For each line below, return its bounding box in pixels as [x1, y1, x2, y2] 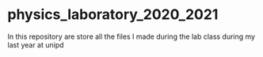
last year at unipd [7, 40, 64, 49]
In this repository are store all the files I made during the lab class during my [7, 32, 255, 41]
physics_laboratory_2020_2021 [7, 6, 219, 24]
